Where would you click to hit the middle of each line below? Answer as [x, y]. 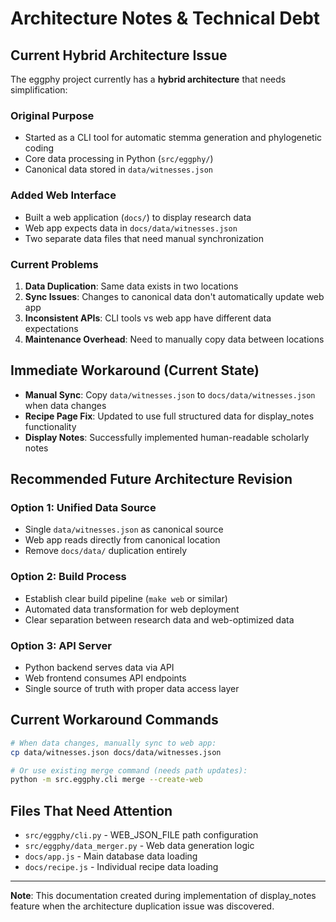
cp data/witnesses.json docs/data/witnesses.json [116, 752]
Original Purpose [52, 115]
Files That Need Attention [91, 810]
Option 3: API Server [61, 645]
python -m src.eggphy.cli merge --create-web [106, 780]
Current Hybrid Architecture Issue [119, 55]
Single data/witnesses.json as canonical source [124, 529]
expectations [51, 328]
